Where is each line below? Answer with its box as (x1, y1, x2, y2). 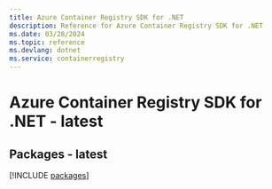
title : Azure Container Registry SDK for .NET (9, 12, 184, 22)
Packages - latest (9, 146, 108, 161)
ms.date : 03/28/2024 (9, 29, 86, 38)
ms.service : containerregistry (9, 54, 125, 63)
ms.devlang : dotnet (9, 46, 82, 55)
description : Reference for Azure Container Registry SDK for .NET (9, 21, 264, 30)
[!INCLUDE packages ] (9, 170, 89, 180)
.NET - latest (9, 112, 104, 131)
